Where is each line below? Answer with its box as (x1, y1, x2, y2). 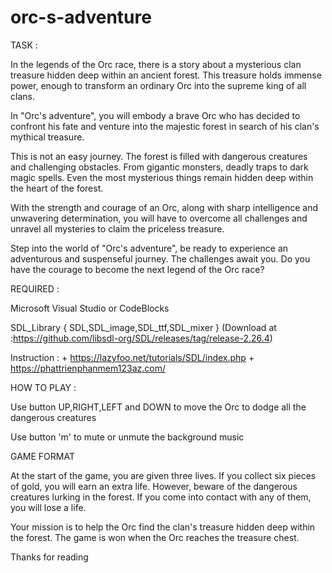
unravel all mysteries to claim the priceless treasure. (10, 222, 225, 235)
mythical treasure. (10, 131, 85, 143)
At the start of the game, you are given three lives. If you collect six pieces (10, 469, 317, 481)
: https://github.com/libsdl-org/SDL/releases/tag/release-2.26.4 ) (10, 332, 273, 344)
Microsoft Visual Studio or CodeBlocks (10, 302, 170, 314)
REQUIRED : (10, 282, 60, 295)
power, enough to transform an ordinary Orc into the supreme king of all (10, 79, 307, 91)
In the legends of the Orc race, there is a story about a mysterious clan (10, 58, 302, 70)
